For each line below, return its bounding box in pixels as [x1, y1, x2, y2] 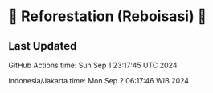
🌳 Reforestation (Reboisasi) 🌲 [8, 7, 207, 26]
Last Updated [8, 39, 77, 53]
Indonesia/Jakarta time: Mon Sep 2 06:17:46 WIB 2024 [8, 76, 190, 85]
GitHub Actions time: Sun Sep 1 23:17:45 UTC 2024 [8, 60, 178, 70]
